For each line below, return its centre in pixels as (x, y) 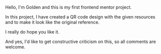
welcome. (15, 47)
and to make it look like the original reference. (52, 22)
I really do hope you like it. (32, 32)
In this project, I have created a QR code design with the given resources (80, 17)
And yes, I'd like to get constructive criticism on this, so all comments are (81, 41)
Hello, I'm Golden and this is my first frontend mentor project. (68, 7)
